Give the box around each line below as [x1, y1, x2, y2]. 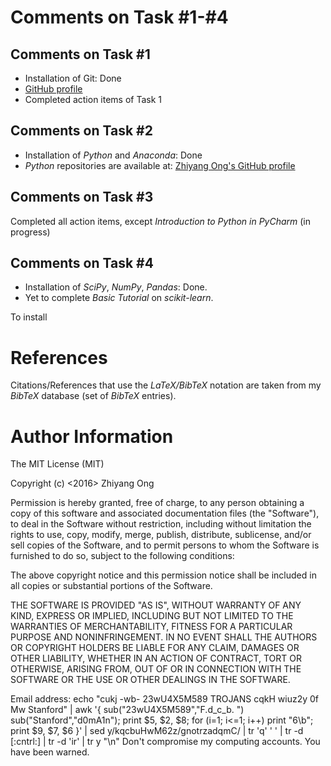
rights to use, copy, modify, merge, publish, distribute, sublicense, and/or [10, 529, 312, 541]
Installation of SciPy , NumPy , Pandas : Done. [24, 281, 208, 293]
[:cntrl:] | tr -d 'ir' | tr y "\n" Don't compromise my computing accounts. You [10, 736, 321, 748]
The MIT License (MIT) [10, 458, 105, 470]
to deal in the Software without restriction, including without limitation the [10, 518, 312, 530]
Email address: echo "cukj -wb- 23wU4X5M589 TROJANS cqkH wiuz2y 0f [10, 693, 320, 705]
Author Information [10, 425, 174, 448]
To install [10, 311, 48, 323]
